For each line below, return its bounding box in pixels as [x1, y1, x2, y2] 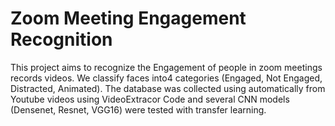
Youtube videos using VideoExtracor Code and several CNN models [10, 93, 290, 105]
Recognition [10, 28, 113, 51]
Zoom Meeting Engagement [10, 7, 247, 30]
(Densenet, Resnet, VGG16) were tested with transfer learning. [10, 103, 267, 116]
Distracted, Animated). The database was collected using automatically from [10, 82, 326, 94]
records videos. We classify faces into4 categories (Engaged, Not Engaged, [10, 72, 323, 84]
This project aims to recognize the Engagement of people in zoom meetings [10, 61, 323, 73]
